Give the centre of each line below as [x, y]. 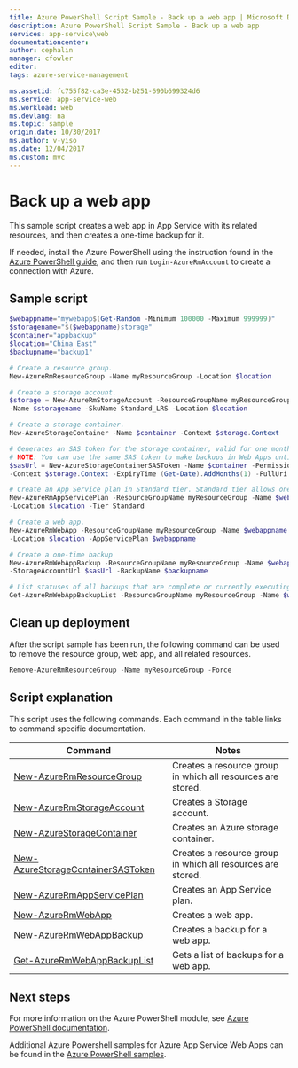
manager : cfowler [41, 58]
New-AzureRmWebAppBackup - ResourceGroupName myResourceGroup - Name [137, 563]
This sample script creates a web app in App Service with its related [133, 225]
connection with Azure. [52, 270]
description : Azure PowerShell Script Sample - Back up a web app [134, 26]
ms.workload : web [41, 107]
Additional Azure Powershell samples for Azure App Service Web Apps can [146, 1045]
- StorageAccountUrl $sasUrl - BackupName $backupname [109, 571]
